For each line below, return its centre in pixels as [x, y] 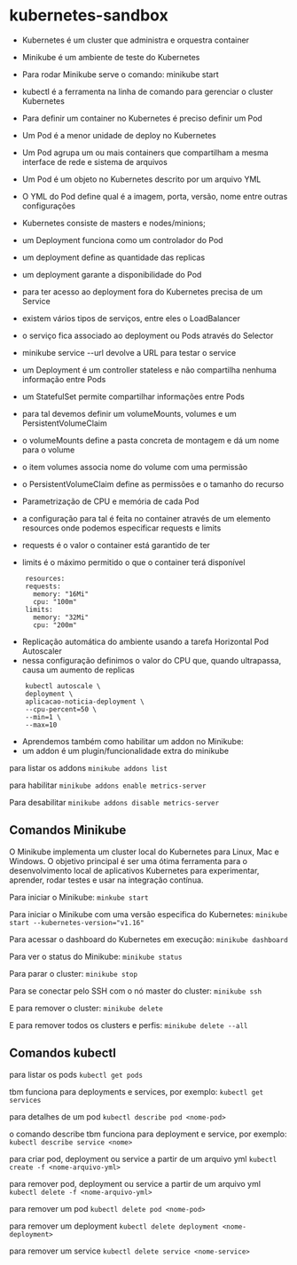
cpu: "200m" [55, 625]
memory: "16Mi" [61, 594]
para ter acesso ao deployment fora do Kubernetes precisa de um [142, 291]
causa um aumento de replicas [78, 670]
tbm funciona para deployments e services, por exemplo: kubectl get [137, 1091]
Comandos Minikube [68, 830]
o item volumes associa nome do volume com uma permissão [135, 467]
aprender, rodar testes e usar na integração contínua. [106, 880]
